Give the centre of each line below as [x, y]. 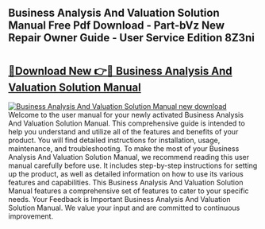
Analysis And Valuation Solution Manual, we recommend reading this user [129, 157]
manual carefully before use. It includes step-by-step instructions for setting [133, 165]
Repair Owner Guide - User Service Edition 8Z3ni [132, 38]
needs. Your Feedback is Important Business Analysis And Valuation [120, 199]
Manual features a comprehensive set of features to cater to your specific [129, 191]
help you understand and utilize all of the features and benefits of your [123, 132]
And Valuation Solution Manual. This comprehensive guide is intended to [127, 123]
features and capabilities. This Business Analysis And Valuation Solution [126, 182]
